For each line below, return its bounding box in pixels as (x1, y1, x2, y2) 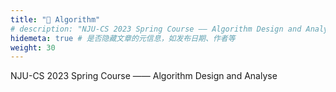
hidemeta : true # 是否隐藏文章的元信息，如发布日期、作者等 (10, 33, 236, 43)
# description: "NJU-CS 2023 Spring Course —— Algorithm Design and (10, 24, 302, 34)
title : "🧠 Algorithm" (10, 14, 101, 25)
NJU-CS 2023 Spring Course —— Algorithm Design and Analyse (10, 70, 278, 82)
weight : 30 (10, 42, 56, 53)
